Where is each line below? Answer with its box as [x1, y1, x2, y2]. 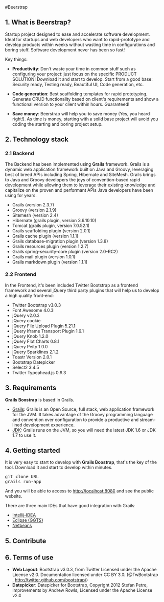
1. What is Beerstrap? [5, 18, 71, 26]
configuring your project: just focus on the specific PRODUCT [12, 71, 137, 77]
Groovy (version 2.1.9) [12, 207, 57, 213]
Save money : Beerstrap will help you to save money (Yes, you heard [12, 111, 150, 116]
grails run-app [5, 479, 42, 485]
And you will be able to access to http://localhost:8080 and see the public [5, 488, 154, 494]
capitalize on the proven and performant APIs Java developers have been [5, 187, 153, 193]
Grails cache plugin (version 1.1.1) [12, 233, 79, 239]
